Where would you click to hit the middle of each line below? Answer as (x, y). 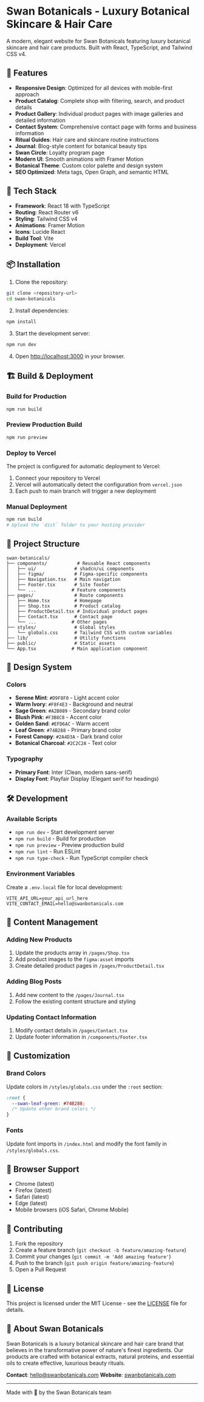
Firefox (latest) (33, 1190)
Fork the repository (39, 1244)
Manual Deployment (37, 507)
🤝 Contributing (35, 1229)
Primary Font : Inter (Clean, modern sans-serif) (73, 772)
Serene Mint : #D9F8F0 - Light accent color (67, 698)
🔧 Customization (38, 1056)
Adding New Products (39, 940)
